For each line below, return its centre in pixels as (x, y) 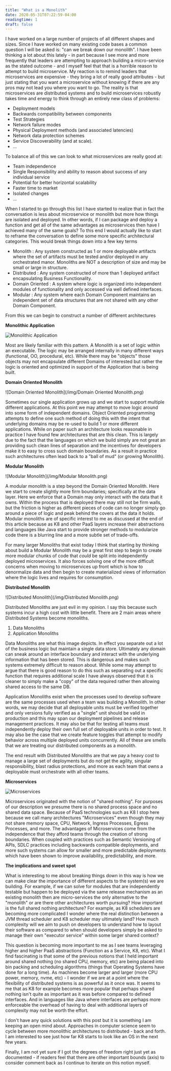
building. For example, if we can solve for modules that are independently (82, 886)
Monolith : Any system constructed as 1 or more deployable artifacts (84, 252)
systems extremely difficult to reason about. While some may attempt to (81, 665)
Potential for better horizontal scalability (55, 183)
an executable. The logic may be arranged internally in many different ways (84, 351)
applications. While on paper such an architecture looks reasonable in (79, 429)
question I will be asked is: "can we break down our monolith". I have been (83, 50)
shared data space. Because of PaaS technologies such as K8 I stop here (82, 812)
